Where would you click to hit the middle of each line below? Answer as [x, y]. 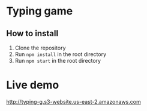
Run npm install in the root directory [61, 54]
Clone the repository [40, 48]
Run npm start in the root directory [58, 61]
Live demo [33, 85]
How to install [32, 33]
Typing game [40, 11]
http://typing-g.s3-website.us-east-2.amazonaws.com [73, 101]
